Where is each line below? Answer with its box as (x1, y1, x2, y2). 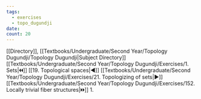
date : (6, 25, 20, 32)
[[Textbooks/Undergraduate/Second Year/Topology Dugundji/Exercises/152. (6, 80, 196, 87)
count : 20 (6, 31, 31, 37)
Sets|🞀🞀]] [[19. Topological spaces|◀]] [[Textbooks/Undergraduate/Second (6, 67, 191, 74)
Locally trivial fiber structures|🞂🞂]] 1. (6, 86, 94, 94)
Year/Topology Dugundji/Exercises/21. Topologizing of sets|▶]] (6, 73, 163, 81)
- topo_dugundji (11, 20, 52, 26)
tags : (6, 8, 20, 15)
